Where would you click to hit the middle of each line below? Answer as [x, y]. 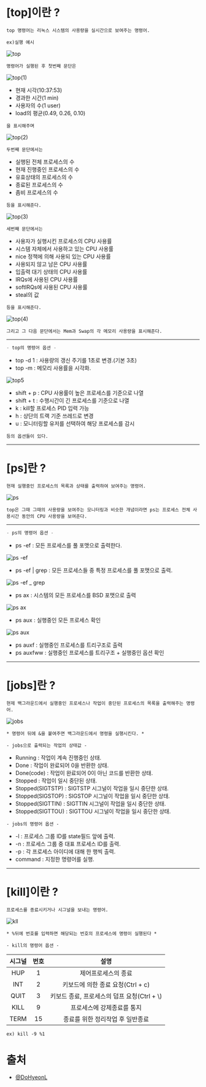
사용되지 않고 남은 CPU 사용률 [51, 264]
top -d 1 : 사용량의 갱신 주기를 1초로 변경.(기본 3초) [76, 360]
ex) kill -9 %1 [26, 1034]
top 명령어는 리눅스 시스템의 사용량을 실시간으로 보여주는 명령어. [78, 30]
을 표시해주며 [21, 126]
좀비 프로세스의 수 [36, 192]
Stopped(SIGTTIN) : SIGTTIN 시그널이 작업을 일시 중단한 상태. [90, 803]
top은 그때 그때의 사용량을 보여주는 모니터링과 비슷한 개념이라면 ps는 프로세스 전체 [98, 509]
